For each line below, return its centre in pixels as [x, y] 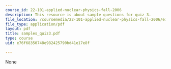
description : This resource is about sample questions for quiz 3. [78, 15]
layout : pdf [18, 29]
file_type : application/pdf [35, 24]
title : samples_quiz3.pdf [33, 33]
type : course [19, 39]
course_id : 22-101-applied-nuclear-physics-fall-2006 [64, 10]
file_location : [21, 19]
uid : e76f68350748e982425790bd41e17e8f [48, 43]
